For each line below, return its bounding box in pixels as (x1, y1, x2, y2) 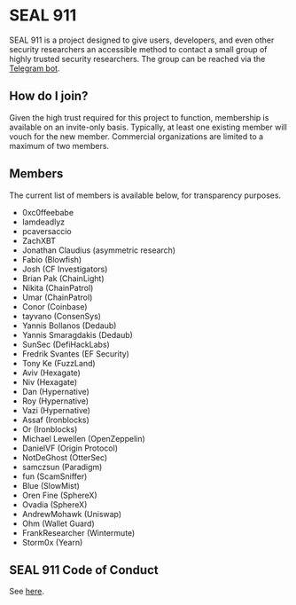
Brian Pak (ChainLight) (21, 272, 105, 284)
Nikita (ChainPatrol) (21, 282, 94, 293)
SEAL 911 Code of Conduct (9, 562, 159, 577)
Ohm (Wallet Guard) (21, 518, 95, 529)
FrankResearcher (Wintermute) (21, 527, 136, 538)
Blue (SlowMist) (21, 480, 80, 491)
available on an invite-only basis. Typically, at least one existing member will (9, 122, 288, 132)
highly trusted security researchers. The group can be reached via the (9, 53, 266, 64)
